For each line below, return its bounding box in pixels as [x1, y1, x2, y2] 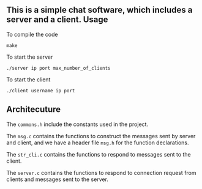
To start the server [6, 53, 53, 61]
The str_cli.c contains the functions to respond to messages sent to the [6, 150, 191, 158]
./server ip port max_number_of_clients [6, 65, 111, 71]
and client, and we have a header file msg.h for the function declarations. [6, 139, 189, 146]
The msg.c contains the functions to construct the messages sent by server [6, 132, 196, 139]
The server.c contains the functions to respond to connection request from [6, 169, 197, 176]
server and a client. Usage [6, 15, 108, 25]
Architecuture [6, 104, 61, 115]
